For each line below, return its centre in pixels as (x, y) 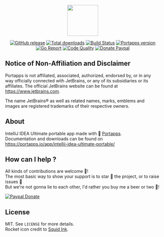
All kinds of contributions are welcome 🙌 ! (47, 171)
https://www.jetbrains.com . (33, 91)
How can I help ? (31, 160)
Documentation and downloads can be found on (54, 139)
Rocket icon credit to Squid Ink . (37, 229)
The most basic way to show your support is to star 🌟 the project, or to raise (82, 177)
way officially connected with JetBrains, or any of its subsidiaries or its (77, 80)
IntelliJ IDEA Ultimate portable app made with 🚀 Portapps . (64, 133)
